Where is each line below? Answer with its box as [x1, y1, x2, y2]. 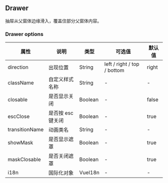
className [7, 79, 34, 86]
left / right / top [104, 61, 139, 68]
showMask [7, 139, 33, 146]
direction [7, 64, 29, 71]
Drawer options [5, 30, 43, 37]
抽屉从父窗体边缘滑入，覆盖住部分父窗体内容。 [5, 17, 101, 24]
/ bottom [104, 67, 124, 74]
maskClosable [7, 156, 41, 163]
